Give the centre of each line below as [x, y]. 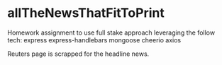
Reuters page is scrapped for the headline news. [78, 54]
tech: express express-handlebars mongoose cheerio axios [94, 40]
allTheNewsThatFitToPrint [86, 13]
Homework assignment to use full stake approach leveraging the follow [111, 32]
